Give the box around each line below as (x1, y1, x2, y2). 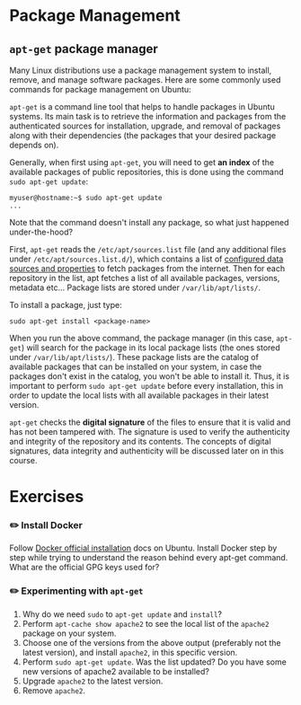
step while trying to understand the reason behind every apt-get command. (9, 552, 288, 563)
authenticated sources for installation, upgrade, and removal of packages (9, 120, 281, 131)
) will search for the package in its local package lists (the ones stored (21, 342, 280, 353)
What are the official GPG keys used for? (9, 562, 160, 573)
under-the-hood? (9, 226, 74, 237)
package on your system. (22, 628, 117, 639)
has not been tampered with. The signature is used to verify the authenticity (9, 427, 290, 436)
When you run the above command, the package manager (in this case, (9, 333, 275, 343)
